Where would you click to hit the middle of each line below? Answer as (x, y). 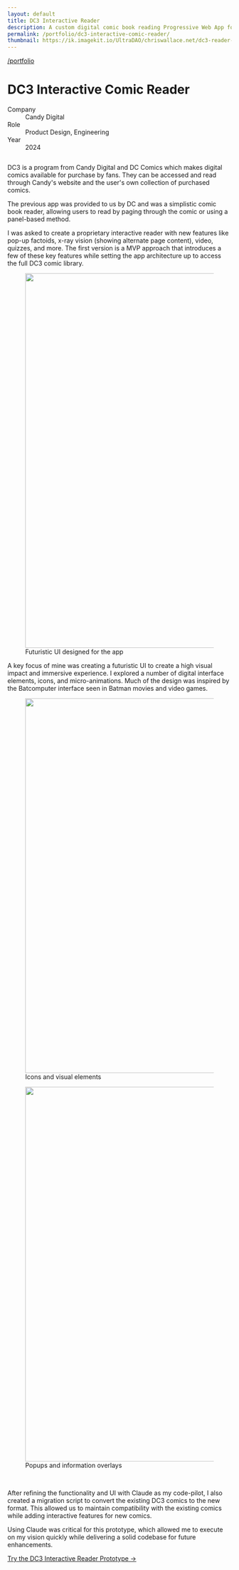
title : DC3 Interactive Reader (54, 21)
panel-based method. (39, 219)
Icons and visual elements (63, 1077)
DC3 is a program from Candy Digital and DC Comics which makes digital (115, 168)
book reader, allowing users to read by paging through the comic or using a (118, 212)
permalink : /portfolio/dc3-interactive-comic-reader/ (89, 34)
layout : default (31, 14)
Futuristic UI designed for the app (74, 652)
